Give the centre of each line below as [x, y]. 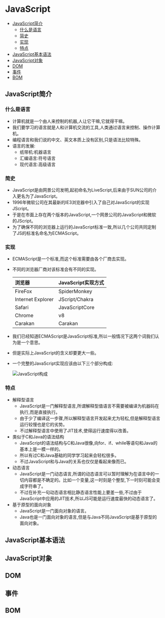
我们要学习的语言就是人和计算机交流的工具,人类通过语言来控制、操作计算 [86, 127]
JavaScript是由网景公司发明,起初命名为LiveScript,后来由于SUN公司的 [82, 190]
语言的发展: [24, 146]
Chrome [24, 315]
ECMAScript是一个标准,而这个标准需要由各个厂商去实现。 [70, 259]
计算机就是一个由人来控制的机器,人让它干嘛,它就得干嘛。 [69, 121]
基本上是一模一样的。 [41, 449]
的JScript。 [24, 221]
